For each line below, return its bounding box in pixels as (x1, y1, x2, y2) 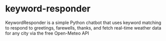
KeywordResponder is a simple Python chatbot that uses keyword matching (5, 19, 161, 25)
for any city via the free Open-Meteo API (5, 30, 89, 36)
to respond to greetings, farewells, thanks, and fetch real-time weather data (5, 24, 161, 30)
